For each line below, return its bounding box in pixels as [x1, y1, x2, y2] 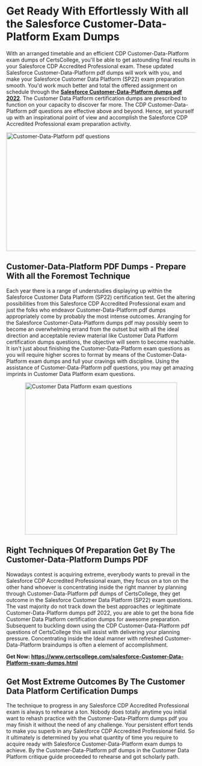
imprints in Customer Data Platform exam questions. [6, 370, 135, 377]
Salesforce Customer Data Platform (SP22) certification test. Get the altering [6, 294, 195, 301]
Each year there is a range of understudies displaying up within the [6, 287, 173, 294]
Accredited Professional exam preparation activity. [6, 120, 132, 127]
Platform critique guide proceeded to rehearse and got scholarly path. [6, 753, 180, 761]
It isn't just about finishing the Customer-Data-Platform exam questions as [6, 345, 191, 352]
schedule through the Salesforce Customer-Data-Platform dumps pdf [6, 88, 182, 95]
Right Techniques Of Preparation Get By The [6, 545, 176, 556]
